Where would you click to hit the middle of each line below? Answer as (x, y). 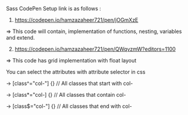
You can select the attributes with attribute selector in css (76, 72)
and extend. (21, 37)
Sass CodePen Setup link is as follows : (54, 9)
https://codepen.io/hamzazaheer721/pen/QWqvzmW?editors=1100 (95, 49)
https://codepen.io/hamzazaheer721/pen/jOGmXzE (76, 20)
